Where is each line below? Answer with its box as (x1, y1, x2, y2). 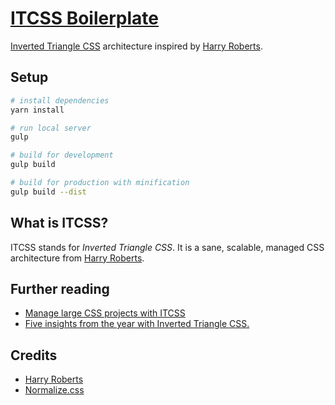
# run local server (10, 123, 92, 133)
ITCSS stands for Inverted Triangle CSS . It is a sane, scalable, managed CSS (10, 241, 325, 253)
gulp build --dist (10, 187, 87, 197)
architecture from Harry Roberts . (10, 252, 145, 264)
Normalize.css (24, 384, 85, 396)
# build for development (10, 150, 114, 161)
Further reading (10, 280, 110, 297)
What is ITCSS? (10, 215, 109, 232)
